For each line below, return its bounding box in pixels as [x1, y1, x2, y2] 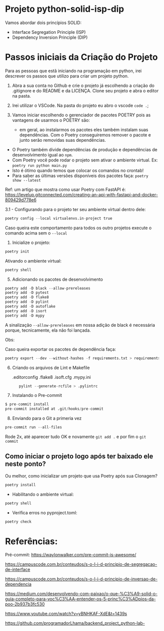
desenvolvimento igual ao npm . [12, 152, 73, 158]
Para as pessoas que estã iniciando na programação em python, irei [5, 68, 142, 74]
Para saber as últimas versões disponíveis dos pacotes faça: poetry [12, 173, 149, 179]
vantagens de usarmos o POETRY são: [12, 117, 90, 123]
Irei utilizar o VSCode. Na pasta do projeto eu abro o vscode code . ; [12, 102, 149, 108]
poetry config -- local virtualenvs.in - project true [5, 216, 112, 221]
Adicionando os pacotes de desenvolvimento [12, 276, 103, 282]
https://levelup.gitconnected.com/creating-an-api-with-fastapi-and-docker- [5, 191, 158, 197]
